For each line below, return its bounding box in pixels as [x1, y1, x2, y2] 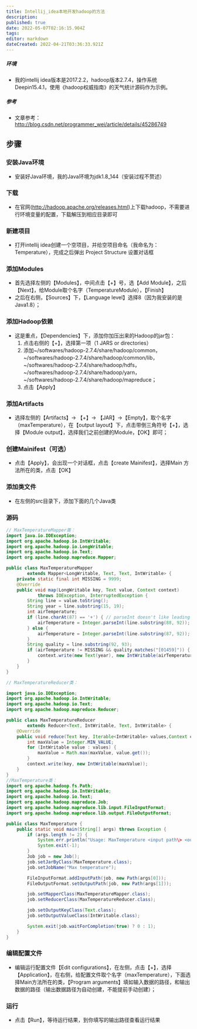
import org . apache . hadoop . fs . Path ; [6, 783, 93, 789]
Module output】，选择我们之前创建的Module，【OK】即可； [25, 429, 168, 436]
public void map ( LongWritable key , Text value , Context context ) [16, 587, 180, 593]
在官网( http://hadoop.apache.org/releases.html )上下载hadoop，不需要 [14, 203, 185, 211]
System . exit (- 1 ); [37, 843, 80, 848]
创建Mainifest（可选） [6, 445, 70, 453]
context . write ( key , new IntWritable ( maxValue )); [27, 761, 148, 767]
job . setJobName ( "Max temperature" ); [27, 864, 117, 870]
